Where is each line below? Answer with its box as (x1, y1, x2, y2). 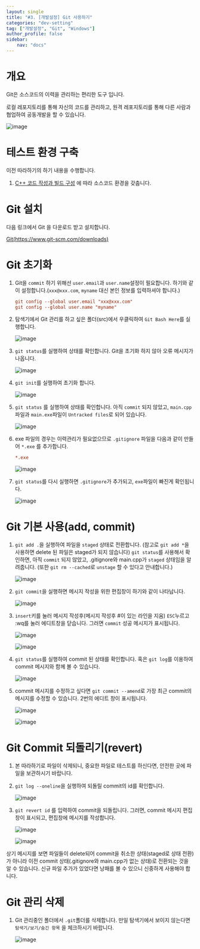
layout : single (6, 8, 44, 15)
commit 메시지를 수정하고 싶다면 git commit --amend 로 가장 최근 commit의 (14, 688, 192, 695)
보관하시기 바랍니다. (26, 769, 73, 777)
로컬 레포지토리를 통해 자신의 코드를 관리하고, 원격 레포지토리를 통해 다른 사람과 (6, 103, 191, 111)
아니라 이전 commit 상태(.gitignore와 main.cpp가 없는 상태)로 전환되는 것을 (12, 857, 189, 865)
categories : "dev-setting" (6, 20, 73, 26)
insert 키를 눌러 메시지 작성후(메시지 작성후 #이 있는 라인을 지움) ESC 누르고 (14, 612, 190, 619)
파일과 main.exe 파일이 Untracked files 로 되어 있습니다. (14, 411, 147, 418)
